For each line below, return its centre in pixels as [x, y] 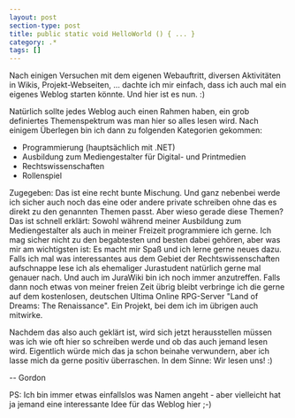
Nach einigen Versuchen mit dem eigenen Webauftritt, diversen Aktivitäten [145, 75]
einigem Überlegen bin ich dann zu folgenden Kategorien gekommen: [136, 130]
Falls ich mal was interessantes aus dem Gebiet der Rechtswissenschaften [144, 259]
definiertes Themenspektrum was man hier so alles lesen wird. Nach [134, 121]
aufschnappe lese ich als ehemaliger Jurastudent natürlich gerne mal [135, 268]
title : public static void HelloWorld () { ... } [102, 34]
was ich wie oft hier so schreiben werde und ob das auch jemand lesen [138, 342]
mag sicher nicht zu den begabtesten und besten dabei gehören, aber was [145, 240]
